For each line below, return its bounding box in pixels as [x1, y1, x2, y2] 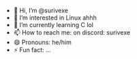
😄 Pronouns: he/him [13, 38, 72, 46]
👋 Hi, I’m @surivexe [13, 7, 68, 14]
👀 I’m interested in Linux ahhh [13, 14, 97, 22]
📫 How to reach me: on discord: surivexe [13, 28, 131, 37]
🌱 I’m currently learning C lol [13, 21, 94, 28]
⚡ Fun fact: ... [13, 46, 51, 54]
